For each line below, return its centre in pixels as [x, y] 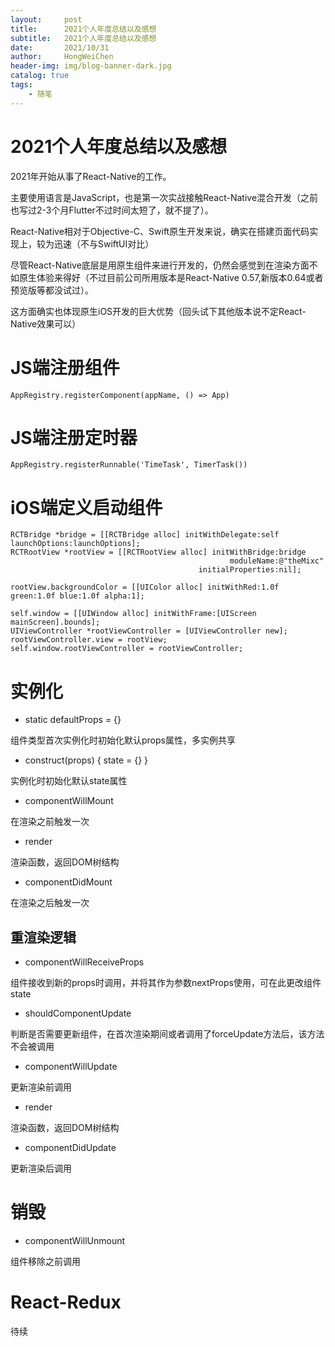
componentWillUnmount [75, 1241]
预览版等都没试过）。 [52, 290]
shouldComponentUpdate [78, 1013]
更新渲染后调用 [41, 1168]
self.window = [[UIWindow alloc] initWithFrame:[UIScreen [133, 614]
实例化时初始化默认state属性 [69, 781]
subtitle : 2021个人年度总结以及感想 [83, 38]
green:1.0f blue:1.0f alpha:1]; [77, 596]
